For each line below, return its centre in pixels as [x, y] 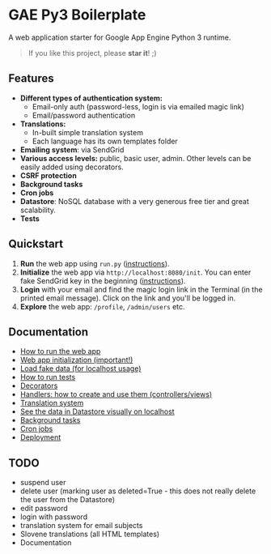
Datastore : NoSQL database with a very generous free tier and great [134, 201]
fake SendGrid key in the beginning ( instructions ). [103, 280]
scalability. [38, 210]
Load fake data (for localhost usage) [80, 369]
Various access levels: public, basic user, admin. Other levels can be [135, 158]
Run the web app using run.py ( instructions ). [95, 263]
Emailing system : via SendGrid [72, 149]
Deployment [40, 437]
